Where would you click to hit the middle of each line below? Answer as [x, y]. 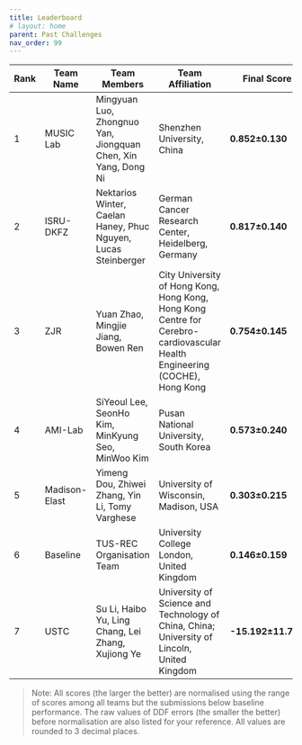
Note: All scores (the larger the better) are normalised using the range [160, 693]
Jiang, [109, 337]
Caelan [111, 215]
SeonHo [113, 413]
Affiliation [190, 85]
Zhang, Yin [119, 496]
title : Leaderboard [46, 18]
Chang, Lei [119, 632]
